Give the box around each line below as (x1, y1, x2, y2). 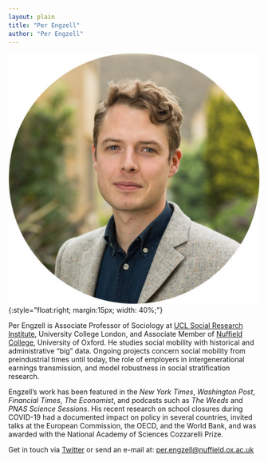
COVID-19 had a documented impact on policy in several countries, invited (8, 413, 253, 422)
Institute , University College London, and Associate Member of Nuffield (8, 330, 243, 339)
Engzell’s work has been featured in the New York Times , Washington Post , (8, 387, 255, 397)
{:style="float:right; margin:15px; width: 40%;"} (8, 306, 164, 315)
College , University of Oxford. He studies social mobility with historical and (8, 338, 254, 347)
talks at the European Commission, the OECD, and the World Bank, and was (8, 421, 257, 431)
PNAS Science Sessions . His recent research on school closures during (8, 404, 243, 414)
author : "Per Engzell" (8, 30, 84, 38)
